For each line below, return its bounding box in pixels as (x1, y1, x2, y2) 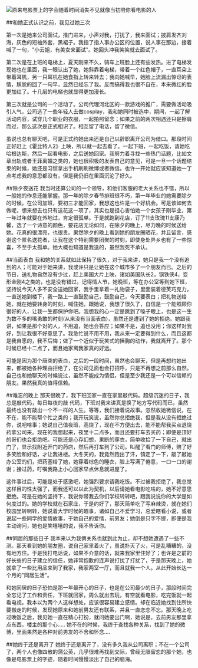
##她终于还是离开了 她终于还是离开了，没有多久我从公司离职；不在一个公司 (6, 641, 190, 648)
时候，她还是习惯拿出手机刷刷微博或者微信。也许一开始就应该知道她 (16, 165, 181, 172)
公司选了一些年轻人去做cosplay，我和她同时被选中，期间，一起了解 (26, 108, 190, 115)
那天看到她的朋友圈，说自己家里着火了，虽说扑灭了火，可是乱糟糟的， (16, 542, 187, 549)
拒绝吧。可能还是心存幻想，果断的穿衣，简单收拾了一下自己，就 (31, 436, 187, 443)
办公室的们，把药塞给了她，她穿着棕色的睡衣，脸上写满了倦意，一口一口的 (6, 458, 187, 465)
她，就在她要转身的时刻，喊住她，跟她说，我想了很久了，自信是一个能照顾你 (6, 301, 192, 307)
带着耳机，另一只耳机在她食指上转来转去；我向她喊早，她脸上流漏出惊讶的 (6, 74, 187, 80)
